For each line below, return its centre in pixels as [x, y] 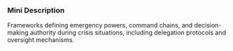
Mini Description [36, 10]
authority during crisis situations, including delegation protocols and [128, 32]
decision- [208, 25]
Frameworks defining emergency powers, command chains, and [100, 25]
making [18, 32]
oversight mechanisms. [41, 40]
